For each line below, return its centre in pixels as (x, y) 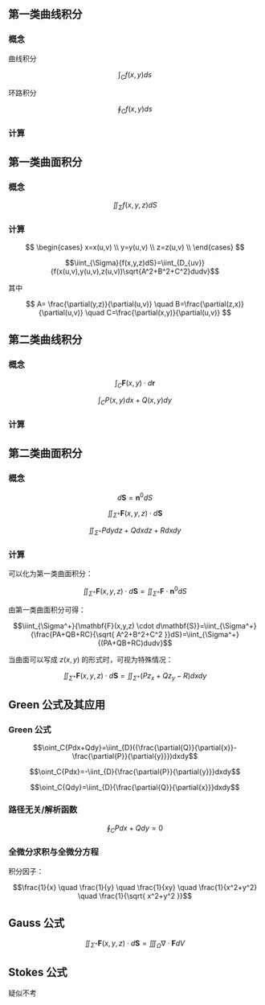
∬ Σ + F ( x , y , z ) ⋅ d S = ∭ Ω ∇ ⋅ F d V (135, 944)
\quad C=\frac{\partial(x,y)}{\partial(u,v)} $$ (158, 312)
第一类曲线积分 (45, 14)
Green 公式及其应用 (57, 705)
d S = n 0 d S (135, 496)
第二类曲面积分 (45, 453)
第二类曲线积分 (45, 340)
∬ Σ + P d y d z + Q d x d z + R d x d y (135, 531)
